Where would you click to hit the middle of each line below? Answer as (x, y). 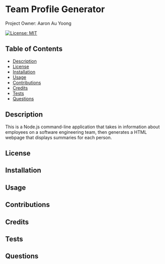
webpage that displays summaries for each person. (59, 137)
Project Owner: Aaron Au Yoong (38, 23)
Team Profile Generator (55, 9)
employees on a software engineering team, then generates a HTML (76, 132)
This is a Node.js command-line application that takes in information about (82, 127)
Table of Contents (34, 49)
